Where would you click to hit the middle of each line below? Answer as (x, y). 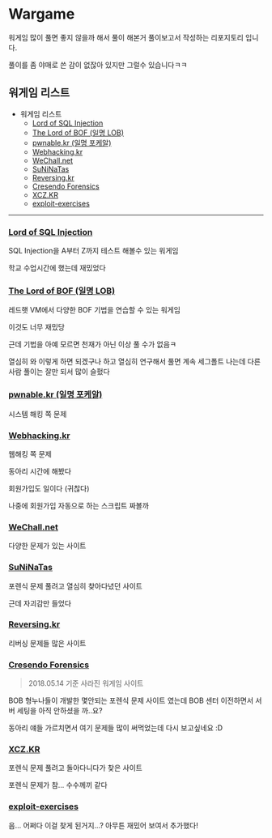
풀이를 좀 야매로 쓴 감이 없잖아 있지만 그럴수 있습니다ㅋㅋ (98, 65)
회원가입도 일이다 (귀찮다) (49, 488)
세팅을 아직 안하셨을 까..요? (59, 711)
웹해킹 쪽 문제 (30, 453)
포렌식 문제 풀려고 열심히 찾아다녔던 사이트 (76, 586)
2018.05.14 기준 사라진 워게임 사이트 (86, 683)
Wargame (42, 14)
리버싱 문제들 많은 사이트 (47, 643)
